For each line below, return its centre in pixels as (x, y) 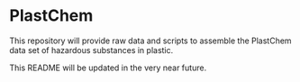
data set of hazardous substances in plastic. (91, 50)
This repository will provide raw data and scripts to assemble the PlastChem (150, 41)
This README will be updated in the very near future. (108, 68)
